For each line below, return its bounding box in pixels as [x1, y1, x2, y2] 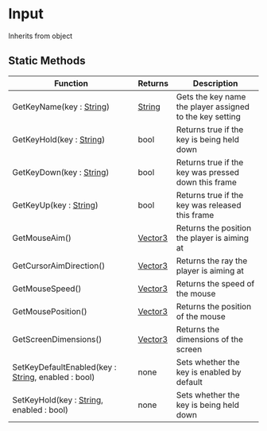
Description [192, 77, 238, 88]
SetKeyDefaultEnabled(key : [12, 361, 117, 372]
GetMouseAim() [12, 232, 72, 243]
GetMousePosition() [12, 305, 87, 316]
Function [54, 77, 89, 88]
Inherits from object [8, 31, 73, 41]
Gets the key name [176, 91, 246, 102]
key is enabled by [176, 367, 242, 378]
